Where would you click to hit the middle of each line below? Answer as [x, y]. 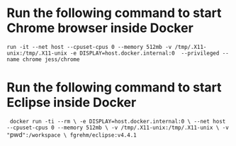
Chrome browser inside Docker [100, 28]
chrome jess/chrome [51, 59]
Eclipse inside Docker [72, 102]
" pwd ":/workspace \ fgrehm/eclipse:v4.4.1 [72, 134]
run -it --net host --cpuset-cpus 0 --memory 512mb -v [89, 47]
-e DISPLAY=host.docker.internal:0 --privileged [145, 53]
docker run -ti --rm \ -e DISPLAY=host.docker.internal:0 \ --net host [118, 121]
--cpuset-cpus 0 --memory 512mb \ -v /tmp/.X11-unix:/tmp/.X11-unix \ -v [118, 128]
